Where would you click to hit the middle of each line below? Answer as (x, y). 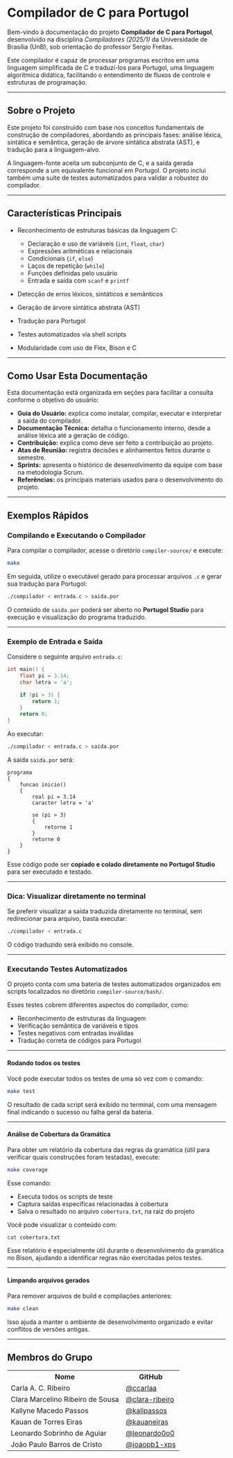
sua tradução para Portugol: (48, 584)
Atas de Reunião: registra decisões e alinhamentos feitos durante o (114, 450)
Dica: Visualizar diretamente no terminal (77, 896)
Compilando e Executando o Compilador (77, 535)
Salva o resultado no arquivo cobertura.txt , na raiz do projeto (106, 1211)
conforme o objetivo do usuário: (53, 400)
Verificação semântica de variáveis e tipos (78, 1026)
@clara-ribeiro (150, 1400)
